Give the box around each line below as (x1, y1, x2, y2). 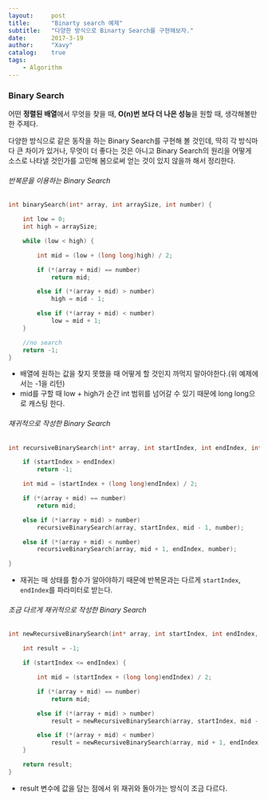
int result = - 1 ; (22, 644, 81, 652)
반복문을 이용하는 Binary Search (8, 175, 111, 185)
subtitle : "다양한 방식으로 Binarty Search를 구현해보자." (8, 26, 194, 34)
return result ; (22, 761, 73, 769)
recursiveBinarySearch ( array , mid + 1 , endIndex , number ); (37, 546, 238, 554)
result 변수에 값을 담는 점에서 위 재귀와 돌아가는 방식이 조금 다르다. (19, 783, 228, 793)
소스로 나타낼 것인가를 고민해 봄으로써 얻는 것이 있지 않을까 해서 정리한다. (8, 156, 236, 166)
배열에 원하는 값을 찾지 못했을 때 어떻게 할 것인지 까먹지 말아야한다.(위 (19, 368, 238, 379)
